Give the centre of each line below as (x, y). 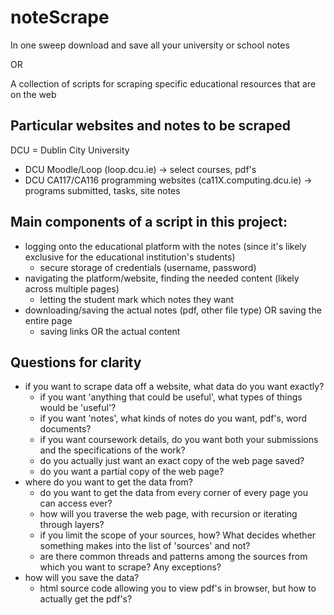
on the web (33, 94)
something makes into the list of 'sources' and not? (145, 546)
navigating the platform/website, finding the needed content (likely (162, 278)
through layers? (72, 525)
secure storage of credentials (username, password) (148, 267)
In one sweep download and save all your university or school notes (150, 45)
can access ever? (76, 503)
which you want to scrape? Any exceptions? (130, 567)
